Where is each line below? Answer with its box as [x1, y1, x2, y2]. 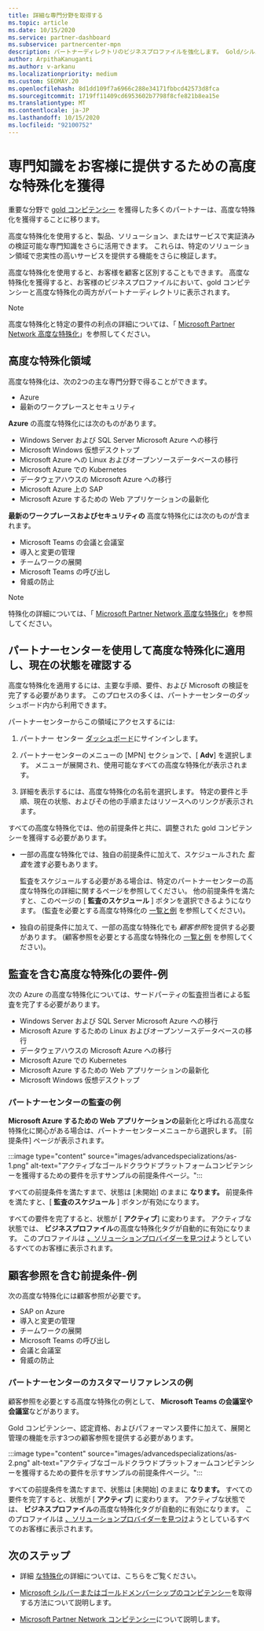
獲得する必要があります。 [28, 833, 112, 842]
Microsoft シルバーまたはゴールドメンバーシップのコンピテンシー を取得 [19, 1588, 252, 1597]
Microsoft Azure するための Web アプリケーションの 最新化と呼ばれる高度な [8, 1116, 255, 1125]
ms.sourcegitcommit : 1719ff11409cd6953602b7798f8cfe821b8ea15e [8, 92, 220, 100]
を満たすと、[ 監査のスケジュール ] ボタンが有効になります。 [8, 1197, 204, 1207]
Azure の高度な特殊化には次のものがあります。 [8, 418, 161, 428]
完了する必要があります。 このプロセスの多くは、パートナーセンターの [8, 690, 237, 700]
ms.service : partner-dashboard [8, 33, 111, 42]
